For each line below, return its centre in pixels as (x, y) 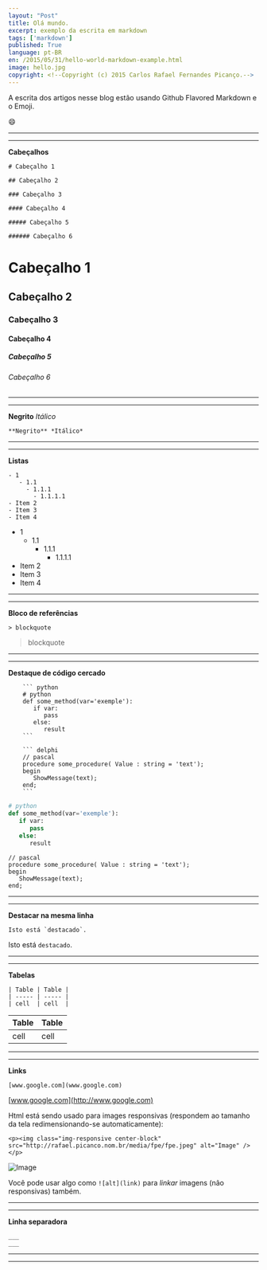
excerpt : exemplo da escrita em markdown (78, 30)
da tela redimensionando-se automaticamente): (86, 1123)
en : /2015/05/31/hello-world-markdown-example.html (95, 61)
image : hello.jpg (37, 68)
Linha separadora (38, 1221)
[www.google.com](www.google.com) (66, 1085)
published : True (35, 45)
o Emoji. (21, 106)
